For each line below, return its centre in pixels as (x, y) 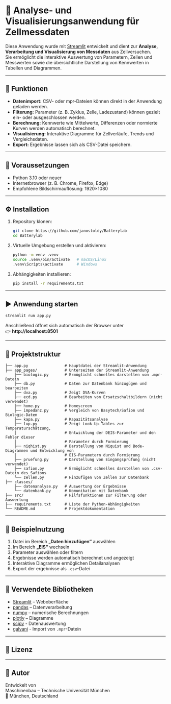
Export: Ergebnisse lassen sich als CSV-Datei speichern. (72, 144)
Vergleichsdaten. (30, 139)
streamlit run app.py (28, 316)
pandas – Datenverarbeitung (42, 607)
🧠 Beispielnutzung (35, 529)
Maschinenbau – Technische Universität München (58, 691)
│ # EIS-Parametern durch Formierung (77, 455)
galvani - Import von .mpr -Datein (47, 629)
